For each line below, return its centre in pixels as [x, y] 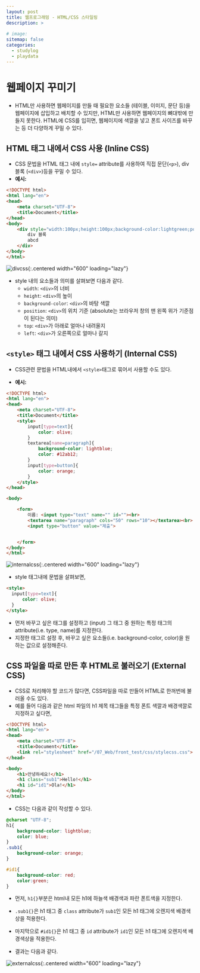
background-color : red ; [46, 875]
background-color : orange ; [50, 853]
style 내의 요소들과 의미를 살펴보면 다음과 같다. [69, 280]
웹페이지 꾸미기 [41, 88]
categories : [21, 45]
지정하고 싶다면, [33, 713]
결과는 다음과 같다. [36, 951]
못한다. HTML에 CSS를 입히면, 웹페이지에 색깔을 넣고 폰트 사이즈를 [104, 120]
